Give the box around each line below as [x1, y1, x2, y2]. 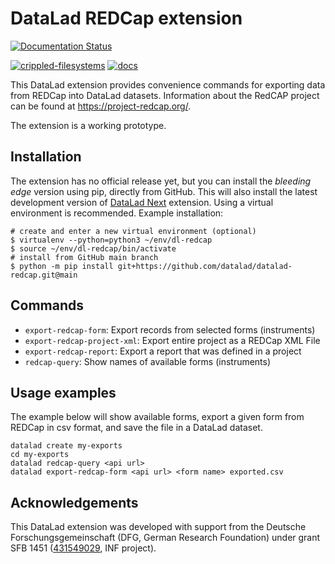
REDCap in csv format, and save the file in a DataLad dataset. [10, 422, 263, 434]
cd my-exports [10, 450, 70, 460]
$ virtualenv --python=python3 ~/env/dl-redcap [10, 235, 213, 245]
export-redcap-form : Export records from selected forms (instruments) [24, 323, 316, 336]
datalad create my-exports [10, 441, 123, 451]
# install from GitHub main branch [10, 252, 159, 262]
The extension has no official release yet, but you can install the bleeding [10, 175, 312, 187]
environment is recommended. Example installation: [10, 207, 224, 219]
